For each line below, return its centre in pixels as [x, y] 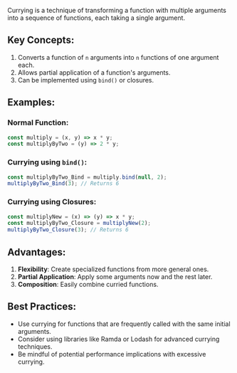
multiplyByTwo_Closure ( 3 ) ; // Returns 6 [68, 230]
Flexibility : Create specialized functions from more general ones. [113, 269]
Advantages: [37, 252]
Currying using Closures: [52, 202]
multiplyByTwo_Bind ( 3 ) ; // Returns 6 [63, 184]
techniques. [35, 346]
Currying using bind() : [47, 162]
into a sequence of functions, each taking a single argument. [96, 18]
